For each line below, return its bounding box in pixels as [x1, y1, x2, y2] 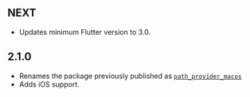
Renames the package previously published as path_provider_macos [18, 71, 242, 80]
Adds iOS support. [18, 79, 80, 89]
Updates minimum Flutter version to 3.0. [18, 27, 151, 36]
